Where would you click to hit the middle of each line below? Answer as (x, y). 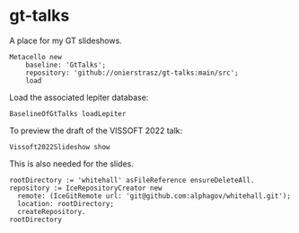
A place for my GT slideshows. (66, 40)
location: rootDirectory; (66, 203)
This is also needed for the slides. (72, 164)
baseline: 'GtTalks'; (66, 65)
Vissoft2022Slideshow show (60, 147)
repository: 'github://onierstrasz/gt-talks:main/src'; (132, 73)
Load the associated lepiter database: (79, 97)
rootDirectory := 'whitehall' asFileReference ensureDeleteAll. (132, 180)
